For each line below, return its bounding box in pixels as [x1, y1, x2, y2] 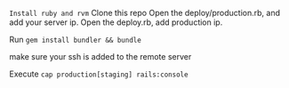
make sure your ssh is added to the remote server [9, 52, 192, 61]
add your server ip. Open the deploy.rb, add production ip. [9, 17, 223, 28]
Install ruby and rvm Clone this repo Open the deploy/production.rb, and [9, 8, 280, 18]
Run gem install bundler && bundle [9, 35, 142, 44]
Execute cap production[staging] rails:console [9, 68, 189, 79]
